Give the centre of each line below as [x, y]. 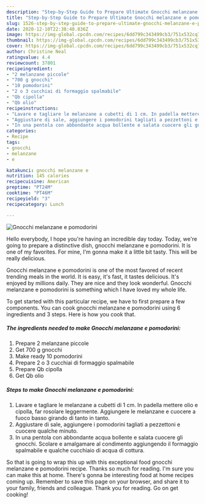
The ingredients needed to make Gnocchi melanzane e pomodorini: [94, 328]
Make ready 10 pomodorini [49, 357]
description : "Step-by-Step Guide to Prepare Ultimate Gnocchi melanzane [102, 12]
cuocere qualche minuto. [46, 431]
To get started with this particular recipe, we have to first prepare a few [96, 301]
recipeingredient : [30, 69]
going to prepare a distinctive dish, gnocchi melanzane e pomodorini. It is [99, 245]
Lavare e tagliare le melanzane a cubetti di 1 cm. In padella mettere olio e [106, 405]
